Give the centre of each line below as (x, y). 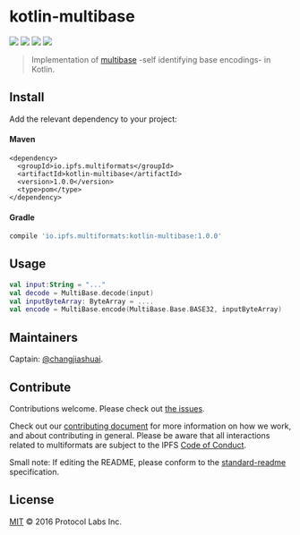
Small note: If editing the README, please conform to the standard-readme (148, 462)
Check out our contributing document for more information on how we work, (150, 426)
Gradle (22, 217)
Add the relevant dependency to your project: (93, 119)
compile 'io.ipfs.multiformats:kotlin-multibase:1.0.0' (116, 236)
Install (27, 97)
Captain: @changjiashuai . (56, 359)
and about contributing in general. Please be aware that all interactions (140, 435)
